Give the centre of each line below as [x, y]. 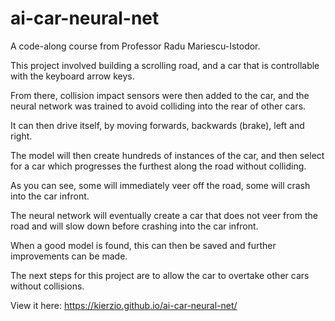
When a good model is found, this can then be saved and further [143, 245]
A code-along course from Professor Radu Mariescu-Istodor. [135, 46]
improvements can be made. [69, 256]
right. [21, 136]
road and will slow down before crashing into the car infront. [134, 226]
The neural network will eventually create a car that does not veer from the [164, 215]
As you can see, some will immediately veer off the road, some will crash [160, 185]
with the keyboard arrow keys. [72, 76]
